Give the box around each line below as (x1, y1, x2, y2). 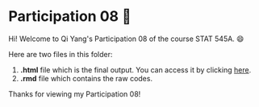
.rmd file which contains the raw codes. (19, 73, 153, 83)
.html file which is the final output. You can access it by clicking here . (19, 64, 252, 75)
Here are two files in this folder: (8, 49, 113, 59)
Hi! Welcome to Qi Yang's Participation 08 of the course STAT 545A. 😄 (8, 34, 244, 43)
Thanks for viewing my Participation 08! (8, 88, 141, 99)
